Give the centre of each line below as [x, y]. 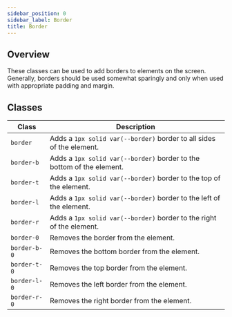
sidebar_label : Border [40, 20]
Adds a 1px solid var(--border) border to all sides [133, 138]
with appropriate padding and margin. [61, 86]
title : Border [28, 26]
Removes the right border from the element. [120, 301]
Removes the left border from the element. [118, 284]
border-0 [25, 238]
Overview [29, 54]
